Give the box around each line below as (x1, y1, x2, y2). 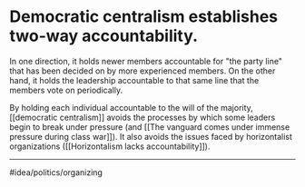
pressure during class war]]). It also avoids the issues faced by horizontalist (9, 131, 293, 142)
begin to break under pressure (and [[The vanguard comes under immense (9, 121, 290, 133)
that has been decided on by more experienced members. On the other (9, 65, 276, 76)
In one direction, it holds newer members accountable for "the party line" (9, 55, 283, 66)
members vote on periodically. (9, 84, 123, 95)
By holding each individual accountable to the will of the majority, (9, 102, 254, 113)
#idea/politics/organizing (9, 166, 103, 178)
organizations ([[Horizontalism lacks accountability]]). (9, 141, 211, 152)
